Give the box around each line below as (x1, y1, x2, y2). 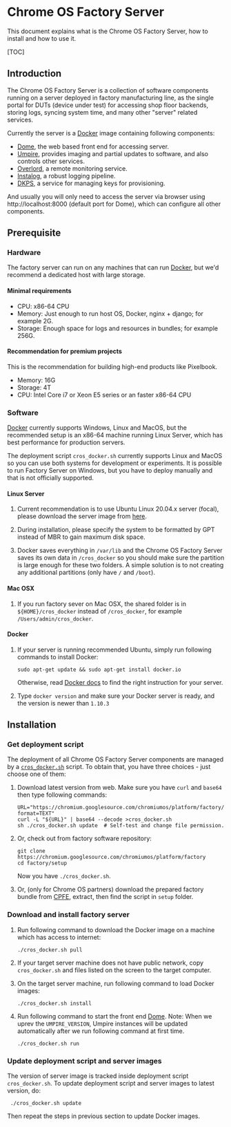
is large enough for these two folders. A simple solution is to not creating (17, 561, 224, 569)
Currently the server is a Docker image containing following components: (7, 129, 215, 137)
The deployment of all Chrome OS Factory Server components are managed (7, 755, 224, 764)
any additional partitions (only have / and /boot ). (17, 568, 155, 577)
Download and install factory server (7, 910, 130, 920)
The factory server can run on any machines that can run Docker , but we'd (7, 263, 219, 272)
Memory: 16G (17, 376, 56, 384)
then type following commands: (17, 790, 108, 799)
